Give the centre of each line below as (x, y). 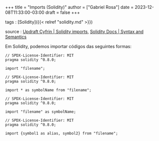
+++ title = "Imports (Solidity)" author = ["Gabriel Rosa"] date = (70, 7)
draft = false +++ (63, 12)
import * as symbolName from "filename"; (48, 90)
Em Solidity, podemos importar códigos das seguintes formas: (68, 46)
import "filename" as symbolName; (41, 112)
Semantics (16, 37)
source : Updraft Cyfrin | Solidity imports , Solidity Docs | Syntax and (75, 31)
